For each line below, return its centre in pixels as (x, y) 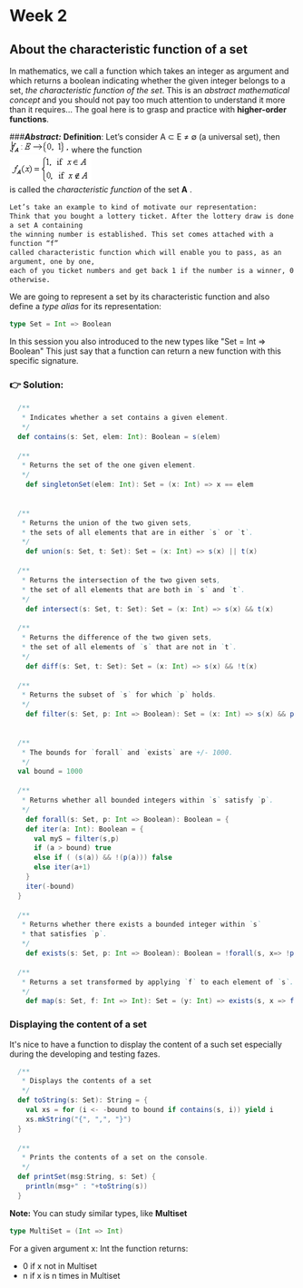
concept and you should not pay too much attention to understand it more (147, 100)
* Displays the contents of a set (87, 1081)
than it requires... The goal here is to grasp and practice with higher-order (148, 109)
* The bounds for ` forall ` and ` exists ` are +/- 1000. (127, 752)
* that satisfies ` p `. (64, 934)
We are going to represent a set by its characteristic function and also (140, 297)
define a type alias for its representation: (85, 306)
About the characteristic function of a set (128, 49)
